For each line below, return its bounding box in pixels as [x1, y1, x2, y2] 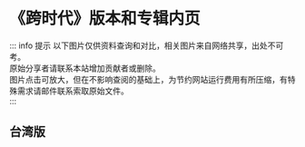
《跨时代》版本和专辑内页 [9, 8, 202, 29]
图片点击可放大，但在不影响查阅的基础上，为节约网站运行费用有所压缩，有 [9, 73, 288, 84]
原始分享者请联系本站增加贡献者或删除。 [9, 63, 161, 73]
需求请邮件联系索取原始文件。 [16, 85, 129, 96]
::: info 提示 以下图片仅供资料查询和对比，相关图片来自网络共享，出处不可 [9, 40, 284, 51]
